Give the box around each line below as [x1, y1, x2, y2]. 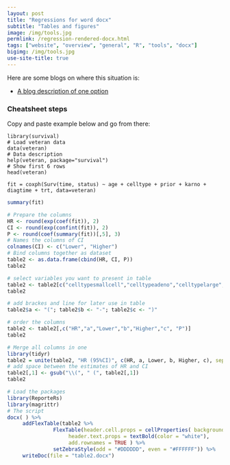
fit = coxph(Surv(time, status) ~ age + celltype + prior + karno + [7, 181, 207, 188]
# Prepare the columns [7, 211, 72, 218]
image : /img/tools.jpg [7, 29, 72, 36]
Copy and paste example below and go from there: [7, 120, 151, 128]
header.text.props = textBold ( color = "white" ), [68, 433, 210, 440]
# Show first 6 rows [7, 163, 66, 170]
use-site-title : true [7, 55, 69, 62]
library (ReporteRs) [7, 394, 63, 402]
